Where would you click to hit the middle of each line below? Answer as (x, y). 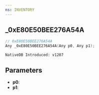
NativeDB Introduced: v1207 (34, 55)
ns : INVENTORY (20, 10)
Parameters (24, 70)
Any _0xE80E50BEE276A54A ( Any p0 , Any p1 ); (50, 46)
